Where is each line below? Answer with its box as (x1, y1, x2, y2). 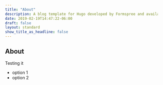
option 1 (12, 70, 28, 75)
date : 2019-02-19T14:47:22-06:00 (5, 16, 73, 21)
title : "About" (5, 7, 36, 12)
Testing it (5, 60, 24, 66)
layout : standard (5, 25, 40, 30)
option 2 (12, 74, 29, 80)
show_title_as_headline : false (5, 29, 68, 34)
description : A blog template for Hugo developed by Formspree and (5, 12, 145, 16)
